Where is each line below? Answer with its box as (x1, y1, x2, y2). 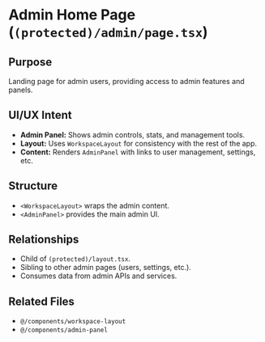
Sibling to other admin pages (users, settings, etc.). (19, 263, 192, 272)
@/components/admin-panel (19, 326, 108, 335)
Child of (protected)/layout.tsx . (19, 254, 131, 264)
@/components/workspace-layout (19, 318, 126, 326)
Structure (8, 179, 58, 193)
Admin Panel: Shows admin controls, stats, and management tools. (19, 129, 246, 139)
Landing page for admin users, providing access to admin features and (8, 77, 245, 86)
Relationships (8, 233, 79, 247)
